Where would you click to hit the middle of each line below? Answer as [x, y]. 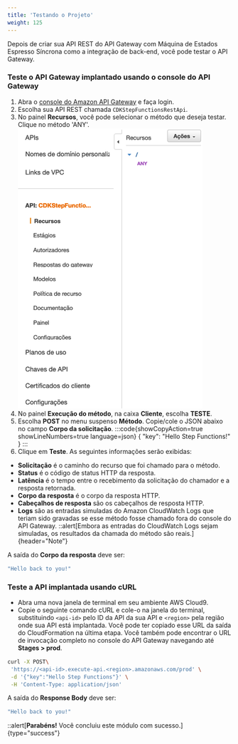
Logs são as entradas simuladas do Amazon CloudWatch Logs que [116, 510]
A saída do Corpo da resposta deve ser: [66, 554]
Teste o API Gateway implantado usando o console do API [109, 77]
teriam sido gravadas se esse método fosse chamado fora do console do [124, 518]
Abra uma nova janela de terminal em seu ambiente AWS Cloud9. [113, 602]
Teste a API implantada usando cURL [72, 587]
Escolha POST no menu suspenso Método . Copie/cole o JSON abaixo [120, 421]
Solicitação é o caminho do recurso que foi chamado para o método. [119, 465]
